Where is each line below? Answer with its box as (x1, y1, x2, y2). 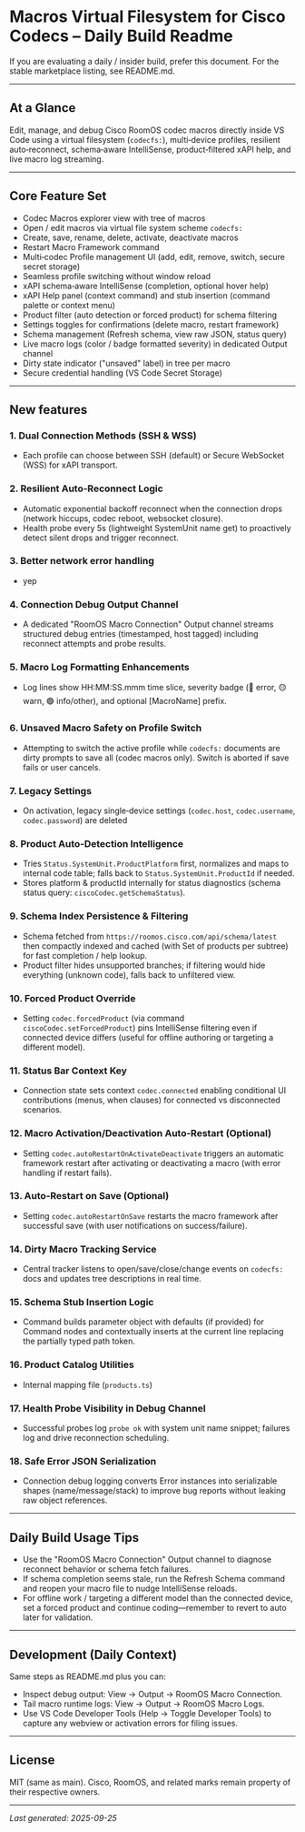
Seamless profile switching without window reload (22, 270, 212, 281)
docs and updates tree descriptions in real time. (22, 1273, 202, 1284)
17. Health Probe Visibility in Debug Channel (9, 1402, 206, 1414)
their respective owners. (9, 1786, 101, 1797)
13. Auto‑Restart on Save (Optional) (9, 1190, 170, 1203)
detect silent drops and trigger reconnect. (22, 532, 180, 543)
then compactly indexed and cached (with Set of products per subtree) (22, 940, 289, 951)
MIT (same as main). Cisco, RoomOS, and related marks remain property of (9, 1777, 291, 1787)
